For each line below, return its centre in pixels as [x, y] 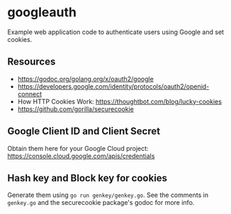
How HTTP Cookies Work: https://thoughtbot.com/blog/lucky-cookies [119, 101]
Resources [32, 62]
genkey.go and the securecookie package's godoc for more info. [101, 203]
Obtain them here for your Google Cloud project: [78, 148]
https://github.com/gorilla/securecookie [76, 109]
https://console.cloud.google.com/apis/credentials [81, 156]
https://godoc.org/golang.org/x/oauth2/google [85, 79]
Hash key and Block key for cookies [88, 178]
